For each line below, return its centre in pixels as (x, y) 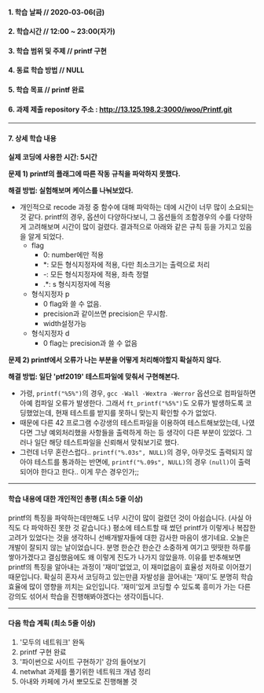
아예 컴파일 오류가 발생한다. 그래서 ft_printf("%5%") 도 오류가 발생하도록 (132, 403)
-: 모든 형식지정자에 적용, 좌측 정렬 (96, 274)
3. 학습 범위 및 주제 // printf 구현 (58, 50)
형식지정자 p (50, 294)
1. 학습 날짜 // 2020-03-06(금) (56, 12)
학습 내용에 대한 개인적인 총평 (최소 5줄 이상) (76, 498)
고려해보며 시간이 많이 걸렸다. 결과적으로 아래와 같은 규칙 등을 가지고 (133, 227)
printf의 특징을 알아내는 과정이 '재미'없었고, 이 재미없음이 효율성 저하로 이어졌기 (130, 566)
